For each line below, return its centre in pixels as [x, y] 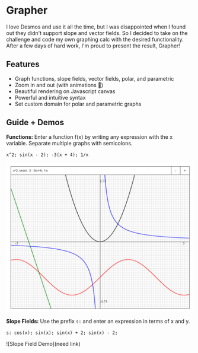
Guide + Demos [35, 123]
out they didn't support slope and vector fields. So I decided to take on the [97, 33]
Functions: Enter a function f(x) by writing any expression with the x [90, 136]
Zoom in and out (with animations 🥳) [59, 85]
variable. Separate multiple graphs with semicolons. [69, 143]
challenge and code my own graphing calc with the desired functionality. [95, 39]
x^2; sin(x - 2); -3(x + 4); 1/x [47, 155]
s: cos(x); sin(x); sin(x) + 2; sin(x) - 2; [62, 333]
